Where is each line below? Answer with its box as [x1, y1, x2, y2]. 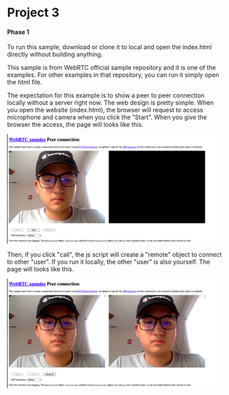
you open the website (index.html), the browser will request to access [7, 106, 204, 114]
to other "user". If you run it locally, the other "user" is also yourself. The [7, 258, 211, 266]
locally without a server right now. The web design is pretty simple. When [7, 99, 214, 107]
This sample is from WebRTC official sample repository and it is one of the [7, 64, 217, 72]
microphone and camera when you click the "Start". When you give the [7, 113, 207, 121]
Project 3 [7, 5, 59, 21]
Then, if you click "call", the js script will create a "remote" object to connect [7, 251, 222, 259]
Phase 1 [7, 27, 29, 36]
